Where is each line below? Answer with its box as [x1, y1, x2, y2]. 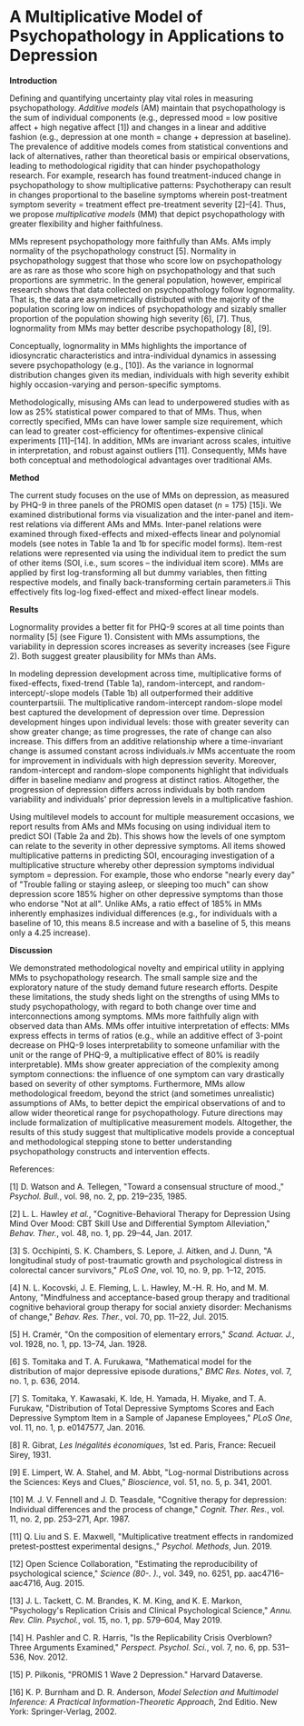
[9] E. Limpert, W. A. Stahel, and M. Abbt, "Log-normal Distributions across [9, 1466, 289, 1478]
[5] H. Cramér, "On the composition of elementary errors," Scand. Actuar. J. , [9, 1329, 295, 1340]
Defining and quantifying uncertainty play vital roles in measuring [9, 93, 254, 104]
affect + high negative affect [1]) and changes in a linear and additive [9, 121, 267, 133]
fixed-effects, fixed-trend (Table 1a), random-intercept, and [9, 677, 231, 688]
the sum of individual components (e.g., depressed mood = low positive [9, 112, 279, 123]
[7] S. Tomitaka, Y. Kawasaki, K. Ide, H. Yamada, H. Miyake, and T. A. [9, 1392, 267, 1403]
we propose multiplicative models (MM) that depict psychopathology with [9, 208, 286, 219]
